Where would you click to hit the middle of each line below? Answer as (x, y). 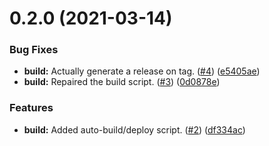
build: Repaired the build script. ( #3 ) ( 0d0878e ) (122, 82)
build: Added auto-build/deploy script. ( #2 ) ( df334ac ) (134, 129)
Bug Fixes (34, 50)
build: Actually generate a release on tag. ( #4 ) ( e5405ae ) (142, 71)
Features (31, 108)
